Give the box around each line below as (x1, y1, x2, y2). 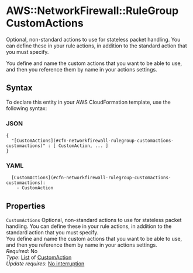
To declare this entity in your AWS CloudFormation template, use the (6, 98, 171, 105)
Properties (6, 201, 46, 211)
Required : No (6, 248, 38, 255)
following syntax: (6, 104, 47, 112)
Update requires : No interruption (6, 260, 85, 267)
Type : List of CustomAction (6, 254, 72, 261)
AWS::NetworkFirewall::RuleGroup (6, 4, 179, 18)
